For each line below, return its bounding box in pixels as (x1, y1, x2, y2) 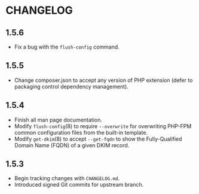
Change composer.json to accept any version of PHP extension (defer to (14, 76, 193, 84)
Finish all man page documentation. (14, 116, 103, 123)
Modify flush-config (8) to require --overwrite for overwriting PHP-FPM (14, 122, 192, 129)
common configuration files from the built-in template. (14, 129, 148, 136)
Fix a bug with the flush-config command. (14, 43, 120, 50)
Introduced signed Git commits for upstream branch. (14, 181, 144, 189)
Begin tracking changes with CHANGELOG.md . (14, 175, 120, 182)
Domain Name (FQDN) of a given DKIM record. (14, 141, 130, 148)
